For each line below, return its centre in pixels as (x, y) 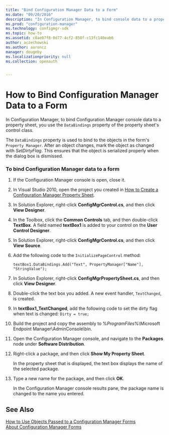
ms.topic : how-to (24, 33)
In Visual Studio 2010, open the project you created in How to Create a (86, 190)
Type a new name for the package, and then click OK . (68, 379)
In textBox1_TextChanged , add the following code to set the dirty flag (85, 309)
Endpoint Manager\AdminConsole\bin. (52, 329)
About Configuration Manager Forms (44, 427)
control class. (20, 130)
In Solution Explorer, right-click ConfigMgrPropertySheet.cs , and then (86, 278)
